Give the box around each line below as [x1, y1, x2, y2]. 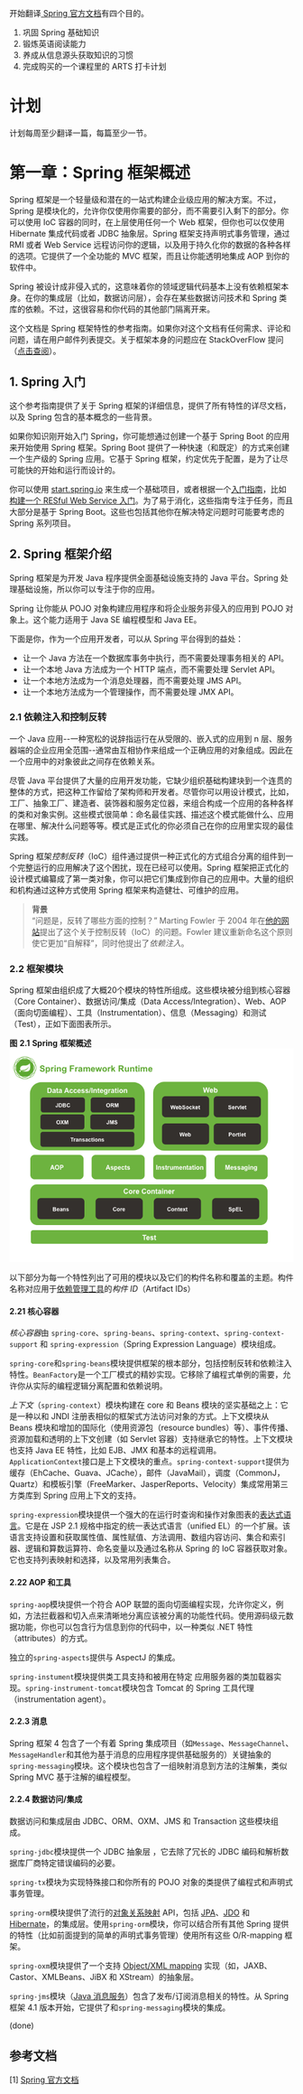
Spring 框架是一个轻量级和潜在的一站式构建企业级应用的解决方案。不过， [9, 193, 281, 205]
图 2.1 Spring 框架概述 [9, 1038, 92, 1049]
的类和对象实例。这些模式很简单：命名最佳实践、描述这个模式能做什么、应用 [9, 809, 294, 819]
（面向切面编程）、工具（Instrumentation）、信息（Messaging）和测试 [9, 1007, 267, 1018]
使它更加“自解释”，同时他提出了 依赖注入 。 [31, 938, 189, 949]
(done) [9, 2020, 34, 2031]
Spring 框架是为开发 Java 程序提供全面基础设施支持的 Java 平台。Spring [9, 572, 279, 583]
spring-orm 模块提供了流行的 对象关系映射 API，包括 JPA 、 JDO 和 [9, 1907, 251, 1918]
